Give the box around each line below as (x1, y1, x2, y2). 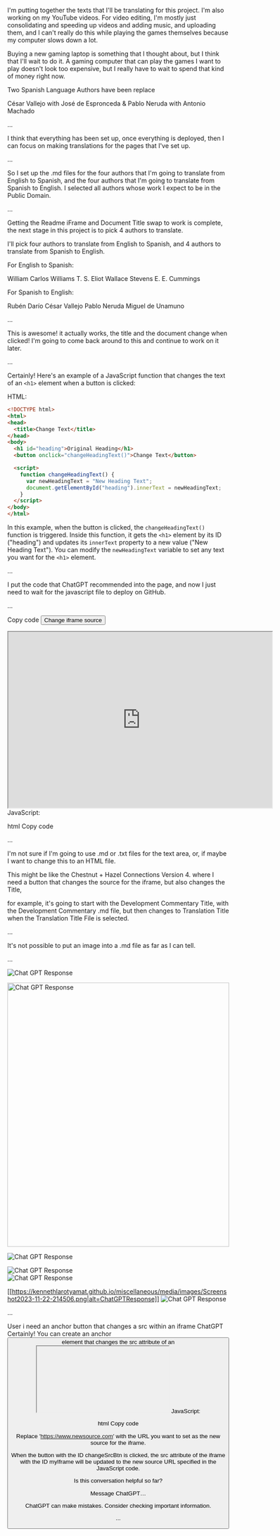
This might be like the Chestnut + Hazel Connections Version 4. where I (7, 870, 215, 879)
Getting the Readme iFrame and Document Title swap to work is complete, (7, 218, 223, 227)
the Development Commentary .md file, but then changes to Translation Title (7, 906, 229, 915)
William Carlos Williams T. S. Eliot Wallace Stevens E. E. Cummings (7, 275, 201, 282)
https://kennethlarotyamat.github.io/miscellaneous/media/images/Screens (11, 1287, 227, 1295)
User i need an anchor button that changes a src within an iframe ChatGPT (7, 1322, 224, 1330)
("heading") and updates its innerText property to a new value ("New (7, 538, 208, 547)
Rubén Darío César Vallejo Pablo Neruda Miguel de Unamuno (7, 302, 185, 310)
